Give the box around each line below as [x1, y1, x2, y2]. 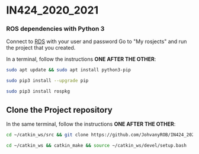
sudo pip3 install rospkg [6, 89, 70, 94]
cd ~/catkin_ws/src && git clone [6, 132, 89, 137]
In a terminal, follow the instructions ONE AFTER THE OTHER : [6, 55, 156, 63]
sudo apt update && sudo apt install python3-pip [6, 67, 131, 73]
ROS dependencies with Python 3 [6, 25, 105, 33]
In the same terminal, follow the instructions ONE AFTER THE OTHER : [6, 120, 176, 127]
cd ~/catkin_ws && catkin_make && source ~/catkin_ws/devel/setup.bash [6, 142, 187, 148]
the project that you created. [6, 44, 76, 51]
